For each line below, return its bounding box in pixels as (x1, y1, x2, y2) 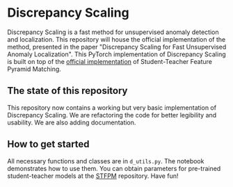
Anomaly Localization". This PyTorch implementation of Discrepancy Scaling (7, 50, 226, 58)
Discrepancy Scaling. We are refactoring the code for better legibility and (7, 111, 217, 119)
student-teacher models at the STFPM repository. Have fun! (7, 172, 179, 180)
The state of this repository (7, 85, 128, 97)
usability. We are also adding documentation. (7, 118, 136, 127)
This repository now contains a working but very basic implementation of (7, 103, 217, 112)
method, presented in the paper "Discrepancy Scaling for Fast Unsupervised (7, 42, 227, 51)
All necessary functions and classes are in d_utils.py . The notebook (7, 156, 204, 165)
